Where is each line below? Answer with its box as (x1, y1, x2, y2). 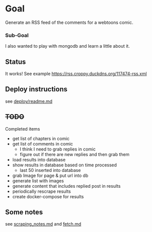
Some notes (5, 208, 43, 217)
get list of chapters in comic (12, 135, 70, 142)
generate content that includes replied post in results (12, 183, 121, 189)
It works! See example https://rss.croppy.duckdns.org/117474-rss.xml (5, 71, 147, 77)
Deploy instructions (5, 85, 68, 93)
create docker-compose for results (12, 193, 84, 199)
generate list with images (12, 177, 64, 184)
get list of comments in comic (12, 141, 74, 147)
